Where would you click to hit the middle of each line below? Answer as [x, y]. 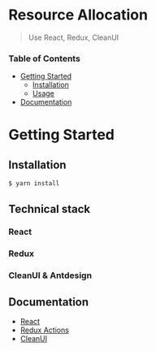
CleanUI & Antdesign [50, 275]
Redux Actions [44, 330]
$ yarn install [34, 184]
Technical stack [50, 209]
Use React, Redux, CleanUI [74, 37]
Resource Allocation [78, 15]
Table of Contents [45, 58]
